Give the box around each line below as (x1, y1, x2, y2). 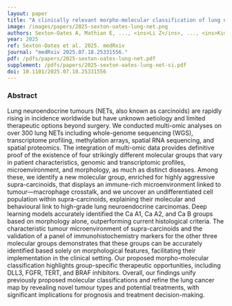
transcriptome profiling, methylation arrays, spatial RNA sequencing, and (7, 136, 214, 144)
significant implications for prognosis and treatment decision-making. (7, 290, 205, 298)
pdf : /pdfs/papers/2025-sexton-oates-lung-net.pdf (7, 55, 156, 62)
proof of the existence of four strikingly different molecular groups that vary (7, 150, 223, 159)
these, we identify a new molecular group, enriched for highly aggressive (7, 172, 215, 181)
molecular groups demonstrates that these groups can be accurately (7, 239, 202, 247)
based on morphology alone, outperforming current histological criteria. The (7, 217, 224, 225)
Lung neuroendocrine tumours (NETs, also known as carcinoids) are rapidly (7, 107, 222, 115)
